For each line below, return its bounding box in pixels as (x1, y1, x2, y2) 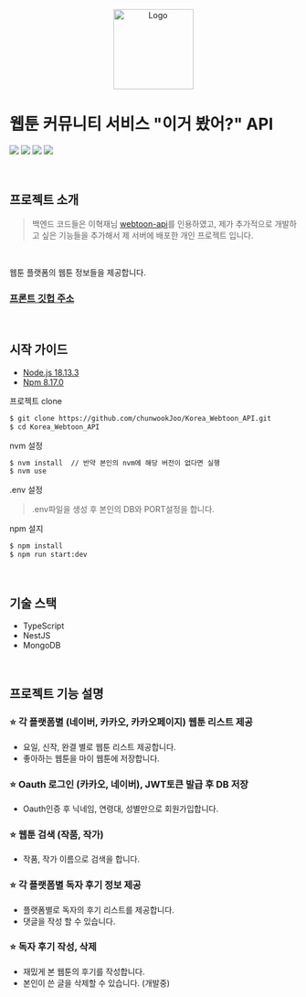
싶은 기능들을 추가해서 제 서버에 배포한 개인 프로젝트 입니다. (41, 230, 254, 241)
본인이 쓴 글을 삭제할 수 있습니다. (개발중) (22, 977, 171, 988)
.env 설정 (9, 485, 43, 496)
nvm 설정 (9, 440, 43, 451)
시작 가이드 (9, 342, 69, 358)
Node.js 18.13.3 (22, 367, 79, 378)
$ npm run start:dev (9, 550, 89, 560)
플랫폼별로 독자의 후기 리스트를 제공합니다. (22, 904, 175, 915)
